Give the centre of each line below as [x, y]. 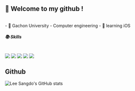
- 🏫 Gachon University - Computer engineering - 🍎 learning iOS [68, 26]
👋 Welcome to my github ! [44, 9]
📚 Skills [13, 37]
